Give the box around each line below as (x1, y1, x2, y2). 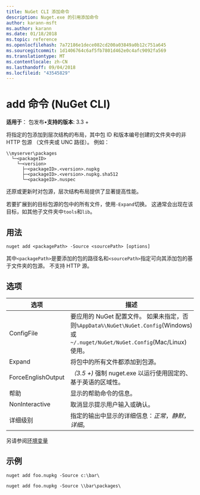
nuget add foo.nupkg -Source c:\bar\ (6, 472, 100, 478)
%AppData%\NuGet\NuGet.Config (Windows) (76, 321, 192, 329)
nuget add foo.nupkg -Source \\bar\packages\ (6, 482, 121, 489)
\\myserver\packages (6, 151, 58, 157)
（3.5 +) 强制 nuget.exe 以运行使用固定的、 (70, 369, 192, 377)
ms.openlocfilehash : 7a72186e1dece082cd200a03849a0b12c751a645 (6, 42, 167, 48)
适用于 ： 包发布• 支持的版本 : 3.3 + (6, 118, 89, 126)
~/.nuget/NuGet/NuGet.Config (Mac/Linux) (70, 338, 187, 346)
